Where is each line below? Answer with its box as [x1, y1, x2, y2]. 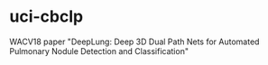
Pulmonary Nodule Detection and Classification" [9, 45, 189, 56]
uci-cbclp [9, 6, 84, 27]
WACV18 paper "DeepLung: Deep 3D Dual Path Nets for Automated [9, 36, 260, 47]
